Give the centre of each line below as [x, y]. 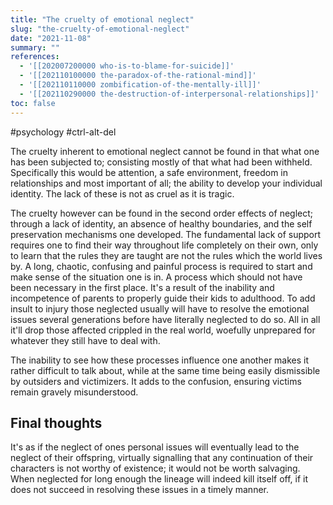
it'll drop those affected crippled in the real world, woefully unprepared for [163, 330]
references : [35, 57]
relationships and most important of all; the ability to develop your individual [166, 183]
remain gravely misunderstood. [74, 392]
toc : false [33, 103]
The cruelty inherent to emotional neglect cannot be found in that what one [165, 151]
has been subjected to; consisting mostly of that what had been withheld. [161, 162]
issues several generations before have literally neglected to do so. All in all [165, 319]
